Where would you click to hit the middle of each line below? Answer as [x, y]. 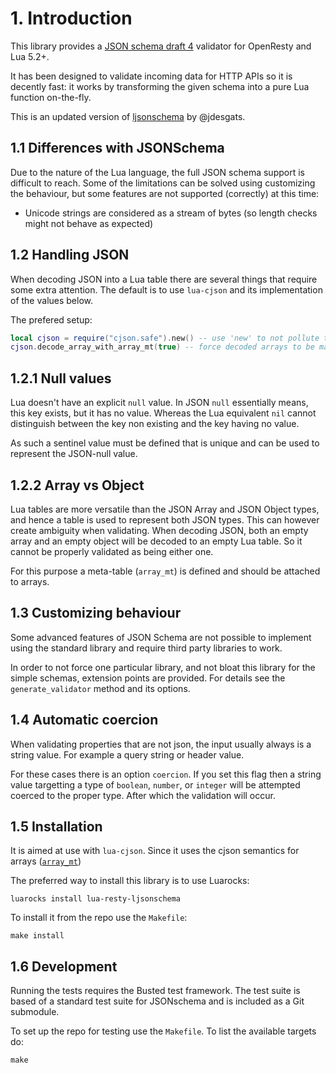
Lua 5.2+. [30, 56]
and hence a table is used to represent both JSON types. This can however [165, 519]
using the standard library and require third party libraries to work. [146, 648]
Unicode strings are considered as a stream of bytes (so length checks [171, 213]
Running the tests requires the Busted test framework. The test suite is [155, 991]
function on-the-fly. [51, 97]
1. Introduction [71, 18]
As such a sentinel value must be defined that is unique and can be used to [165, 443]
